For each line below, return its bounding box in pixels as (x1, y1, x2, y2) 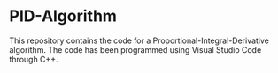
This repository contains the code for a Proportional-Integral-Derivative (9, 35, 270, 46)
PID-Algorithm (9, 6, 118, 26)
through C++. (9, 54, 59, 64)
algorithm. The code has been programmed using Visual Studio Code (9, 44, 262, 55)
